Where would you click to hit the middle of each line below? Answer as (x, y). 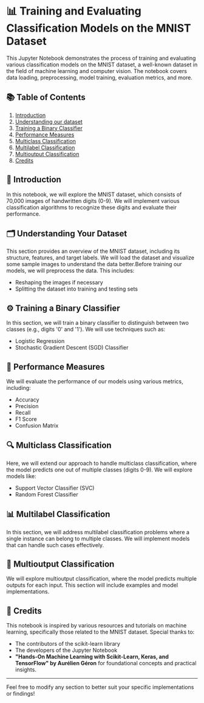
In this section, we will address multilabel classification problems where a (98, 532)
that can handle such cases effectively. (55, 545)
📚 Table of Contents (46, 97)
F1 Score (26, 419)
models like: (21, 476)
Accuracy (27, 400)
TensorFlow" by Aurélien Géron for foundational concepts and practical (106, 663)
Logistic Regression (40, 341)
